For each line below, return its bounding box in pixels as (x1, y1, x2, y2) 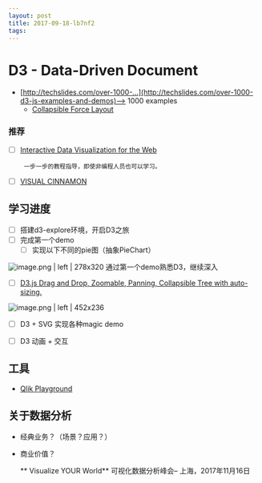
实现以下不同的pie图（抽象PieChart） (31, 245, 155, 255)
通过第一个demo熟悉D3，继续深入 (105, 262, 219, 272)
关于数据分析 (8, 409, 72, 423)
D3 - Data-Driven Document (8, 61, 199, 79)
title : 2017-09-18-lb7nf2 (8, 19, 95, 27)
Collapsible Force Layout (31, 105, 114, 115)
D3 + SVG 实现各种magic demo (19, 319, 124, 328)
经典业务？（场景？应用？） (19, 432, 112, 441)
